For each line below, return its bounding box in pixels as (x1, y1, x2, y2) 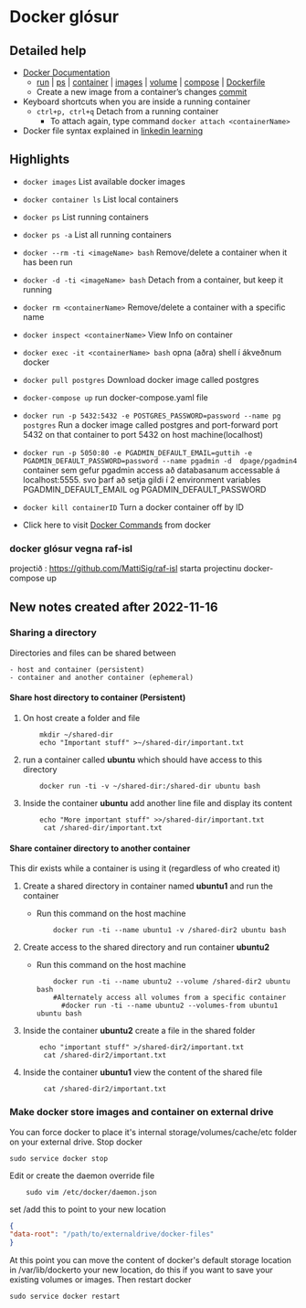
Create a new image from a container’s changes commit (36, 87, 248, 97)
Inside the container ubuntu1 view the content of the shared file (22, 1067, 263, 1078)
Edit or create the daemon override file (9, 1170, 155, 1181)
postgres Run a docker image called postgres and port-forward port (22, 419, 279, 431)
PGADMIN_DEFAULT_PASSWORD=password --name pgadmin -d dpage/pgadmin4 (22, 456, 298, 465)
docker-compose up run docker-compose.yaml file (22, 391, 208, 403)
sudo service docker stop (9, 1154, 108, 1163)
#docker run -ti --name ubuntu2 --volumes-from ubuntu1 (60, 1001, 279, 1011)
